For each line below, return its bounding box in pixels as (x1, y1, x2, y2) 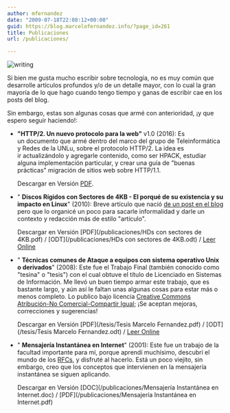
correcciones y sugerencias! (16, 307, 98, 315)
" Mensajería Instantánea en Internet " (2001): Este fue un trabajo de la (16, 341, 220, 349)
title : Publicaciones (7, 29, 69, 36)
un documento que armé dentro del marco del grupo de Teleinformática (16, 137, 221, 145)
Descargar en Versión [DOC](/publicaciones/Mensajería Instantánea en (16, 383, 219, 392)
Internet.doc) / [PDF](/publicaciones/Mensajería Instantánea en (16, 391, 197, 399)
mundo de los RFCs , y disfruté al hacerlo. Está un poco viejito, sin (16, 355, 203, 364)
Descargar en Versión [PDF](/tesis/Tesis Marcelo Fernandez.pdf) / (16, 320, 205, 328)
